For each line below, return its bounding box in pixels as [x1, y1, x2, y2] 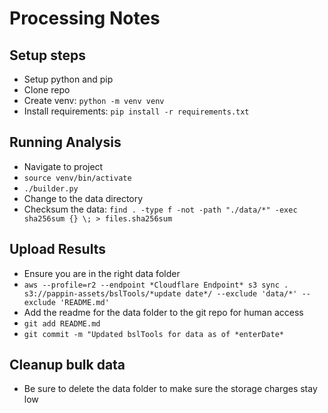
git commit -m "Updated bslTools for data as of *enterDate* [23, 329, 285, 339]
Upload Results [9, 241, 106, 258]
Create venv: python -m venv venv [23, 95, 165, 106]
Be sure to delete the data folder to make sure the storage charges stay [23, 383, 318, 395]
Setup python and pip [23, 73, 114, 85]
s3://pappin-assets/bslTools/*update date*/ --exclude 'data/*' [23, 288, 298, 299]
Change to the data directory [23, 192, 144, 204]
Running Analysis [9, 134, 122, 151]
